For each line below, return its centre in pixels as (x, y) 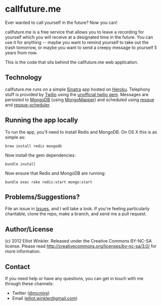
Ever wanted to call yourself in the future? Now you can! (61, 22)
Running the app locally (42, 120)
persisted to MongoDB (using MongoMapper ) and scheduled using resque (80, 100)
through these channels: (29, 284)
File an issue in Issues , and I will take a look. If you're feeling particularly (77, 209)
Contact (18, 267)
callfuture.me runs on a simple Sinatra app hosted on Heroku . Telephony (78, 89)
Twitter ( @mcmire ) (31, 293)
